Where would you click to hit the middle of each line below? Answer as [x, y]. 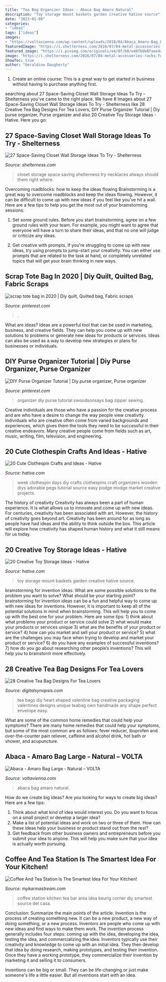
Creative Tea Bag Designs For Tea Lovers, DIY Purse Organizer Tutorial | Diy [83, 110]
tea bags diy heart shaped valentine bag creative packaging [78, 700]
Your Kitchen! [27, 867]
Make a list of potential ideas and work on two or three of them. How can [86, 823]
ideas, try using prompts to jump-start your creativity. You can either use [86, 250]
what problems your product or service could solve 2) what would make [78, 622]
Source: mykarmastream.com [35, 889]
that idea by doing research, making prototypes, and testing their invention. [82, 949]
